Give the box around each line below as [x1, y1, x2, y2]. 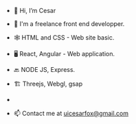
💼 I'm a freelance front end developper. [13, 20, 125, 27]
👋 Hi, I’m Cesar [13, 7, 56, 14]
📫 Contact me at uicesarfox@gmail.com [13, 110, 129, 117]
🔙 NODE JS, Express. [13, 66, 76, 73]
